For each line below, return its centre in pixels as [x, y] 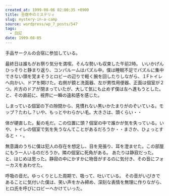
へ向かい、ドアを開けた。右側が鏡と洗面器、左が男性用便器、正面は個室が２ [85, 82]
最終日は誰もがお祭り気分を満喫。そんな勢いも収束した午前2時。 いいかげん [84, 63]
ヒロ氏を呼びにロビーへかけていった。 [45, 188]
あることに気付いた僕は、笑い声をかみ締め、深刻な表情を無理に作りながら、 [85, 182]
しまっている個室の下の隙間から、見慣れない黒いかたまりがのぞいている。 [82, 106]
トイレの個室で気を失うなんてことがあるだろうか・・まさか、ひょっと [87, 129]
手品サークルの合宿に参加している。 [43, 53]
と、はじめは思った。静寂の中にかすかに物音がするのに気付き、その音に [80, 159]
